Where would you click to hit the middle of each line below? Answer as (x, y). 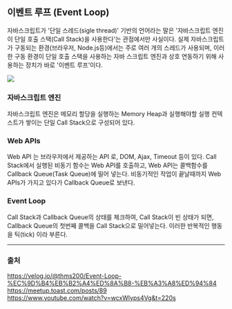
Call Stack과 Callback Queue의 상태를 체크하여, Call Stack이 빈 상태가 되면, (110, 217)
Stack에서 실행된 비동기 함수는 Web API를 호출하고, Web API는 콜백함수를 (108, 165)
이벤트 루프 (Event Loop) (58, 12)
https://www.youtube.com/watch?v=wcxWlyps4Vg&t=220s (91, 298)
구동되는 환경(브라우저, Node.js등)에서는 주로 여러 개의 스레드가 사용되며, (113, 48)
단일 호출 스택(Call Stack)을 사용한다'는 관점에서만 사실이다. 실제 (102, 39)
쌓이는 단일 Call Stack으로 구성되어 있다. (80, 122)
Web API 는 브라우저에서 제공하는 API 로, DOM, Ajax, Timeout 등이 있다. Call (112, 157)
